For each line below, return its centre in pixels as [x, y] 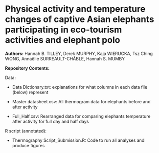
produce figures [28, 145]
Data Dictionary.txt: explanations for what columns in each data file [80, 87]
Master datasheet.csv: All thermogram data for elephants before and [81, 101]
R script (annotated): [26, 131]
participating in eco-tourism [64, 30]
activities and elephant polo [63, 40]
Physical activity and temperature [75, 9]
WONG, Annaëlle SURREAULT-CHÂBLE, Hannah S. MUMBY [65, 58]
